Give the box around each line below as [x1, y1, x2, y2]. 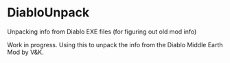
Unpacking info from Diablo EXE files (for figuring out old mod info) [7, 27, 197, 36]
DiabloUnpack [7, 5, 90, 21]
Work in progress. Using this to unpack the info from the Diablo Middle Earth [7, 40, 223, 49]
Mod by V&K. [7, 48, 45, 56]
